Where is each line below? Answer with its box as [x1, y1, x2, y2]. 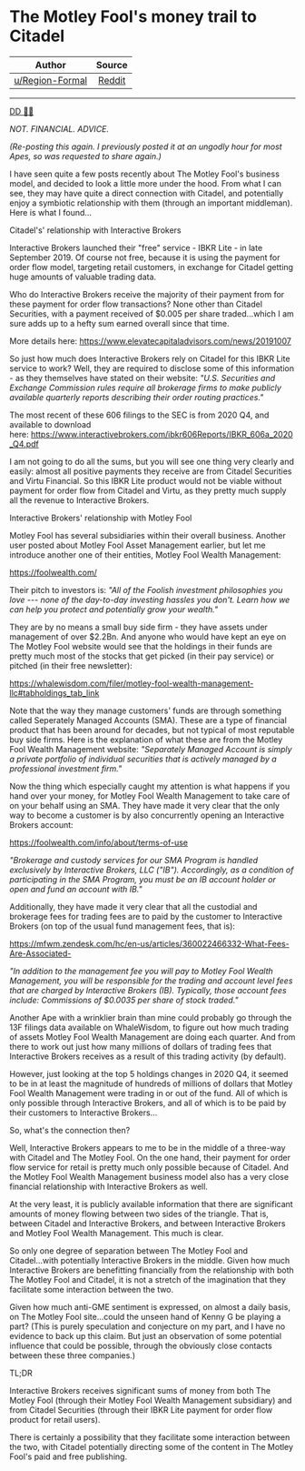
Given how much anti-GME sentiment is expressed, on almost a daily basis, [9, 1301, 290, 1312]
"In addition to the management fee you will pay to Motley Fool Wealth [9, 965, 274, 976]
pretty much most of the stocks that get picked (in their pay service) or [9, 650, 275, 661]
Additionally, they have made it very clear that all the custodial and [9, 901, 258, 912]
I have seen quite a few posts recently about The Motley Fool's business [9, 168, 280, 179]
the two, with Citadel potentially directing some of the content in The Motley [9, 1441, 293, 1452]
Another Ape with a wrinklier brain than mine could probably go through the [9, 1012, 292, 1023]
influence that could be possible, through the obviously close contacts [9, 1340, 272, 1351]
